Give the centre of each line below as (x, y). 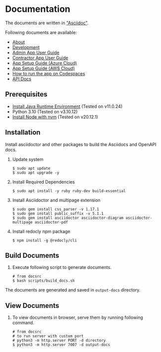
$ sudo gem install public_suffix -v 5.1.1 (58, 213)
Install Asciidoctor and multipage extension (56, 200)
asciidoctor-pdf (51, 222)
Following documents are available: (41, 32)
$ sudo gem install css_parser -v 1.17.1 (55, 209)
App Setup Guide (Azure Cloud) (45, 63)
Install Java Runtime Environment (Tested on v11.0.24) (67, 106)
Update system (28, 159)
